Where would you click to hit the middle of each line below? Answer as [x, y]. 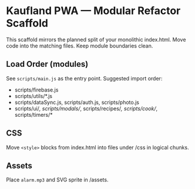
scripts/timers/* [33, 114]
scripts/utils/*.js [33, 96]
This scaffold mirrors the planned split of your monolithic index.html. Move [96, 39]
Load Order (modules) [47, 64]
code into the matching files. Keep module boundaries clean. [80, 46]
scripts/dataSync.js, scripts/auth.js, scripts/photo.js [77, 102]
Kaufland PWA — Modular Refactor [93, 11]
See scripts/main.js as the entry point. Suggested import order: [84, 78]
